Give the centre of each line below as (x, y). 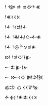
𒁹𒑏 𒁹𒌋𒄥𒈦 (16, 27)
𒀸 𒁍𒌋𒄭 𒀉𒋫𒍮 (24, 77)
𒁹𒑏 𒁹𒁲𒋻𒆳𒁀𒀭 (21, 47)
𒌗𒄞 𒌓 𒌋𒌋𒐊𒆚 (22, 87)
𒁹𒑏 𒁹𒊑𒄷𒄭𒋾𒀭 (23, 37)
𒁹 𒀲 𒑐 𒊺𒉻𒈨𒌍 (23, 7)
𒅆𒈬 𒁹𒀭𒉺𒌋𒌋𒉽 (21, 97)
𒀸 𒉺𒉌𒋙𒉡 (16, 67)
